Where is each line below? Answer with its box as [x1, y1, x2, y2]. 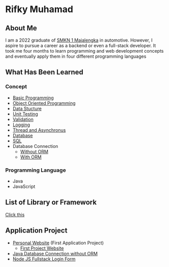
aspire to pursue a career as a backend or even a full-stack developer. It [5, 43, 156, 49]
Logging [12, 122, 30, 128]
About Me [5, 24, 37, 32]
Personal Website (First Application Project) [12, 240, 104, 246]
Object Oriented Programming [12, 100, 76, 106]
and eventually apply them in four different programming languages [5, 53, 147, 59]
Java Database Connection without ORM [12, 250, 98, 256]
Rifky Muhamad [5, 4, 74, 15]
